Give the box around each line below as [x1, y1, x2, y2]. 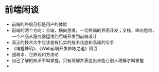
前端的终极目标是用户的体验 [11, 21, 68, 27]
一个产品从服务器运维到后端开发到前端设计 [11, 33, 97, 39]
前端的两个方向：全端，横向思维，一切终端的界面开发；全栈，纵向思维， [11, 27, 157, 33]
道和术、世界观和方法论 [11, 51, 59, 57]
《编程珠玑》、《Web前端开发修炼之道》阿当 [11, 45, 98, 51]
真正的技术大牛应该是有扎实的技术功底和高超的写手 [11, 39, 114, 45]
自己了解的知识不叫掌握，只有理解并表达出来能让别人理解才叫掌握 [11, 58, 144, 63]
